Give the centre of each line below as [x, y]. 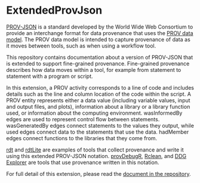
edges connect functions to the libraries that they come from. [82, 138]
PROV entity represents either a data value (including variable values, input [98, 100]
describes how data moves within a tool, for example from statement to [94, 70]
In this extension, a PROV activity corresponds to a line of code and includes [100, 87]
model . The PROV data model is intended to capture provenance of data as [99, 39]
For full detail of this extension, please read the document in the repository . [99, 173]
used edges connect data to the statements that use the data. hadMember [98, 132]
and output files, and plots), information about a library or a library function [98, 106]
